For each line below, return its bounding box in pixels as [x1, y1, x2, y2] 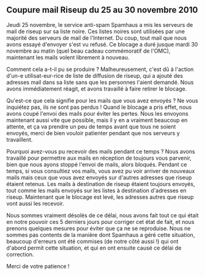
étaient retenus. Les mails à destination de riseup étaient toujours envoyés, [6, 180, 195, 187]
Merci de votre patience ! [6, 263, 70, 270]
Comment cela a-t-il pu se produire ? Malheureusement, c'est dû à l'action [6, 65, 194, 73]
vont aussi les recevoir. [6, 200, 64, 207]
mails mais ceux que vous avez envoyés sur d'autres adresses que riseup [6, 174, 192, 181]
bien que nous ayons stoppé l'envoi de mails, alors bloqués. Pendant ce [6, 160, 187, 168]
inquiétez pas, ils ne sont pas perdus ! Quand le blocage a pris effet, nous [6, 103, 192, 111]
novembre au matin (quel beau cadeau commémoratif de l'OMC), [6, 47, 171, 54]
